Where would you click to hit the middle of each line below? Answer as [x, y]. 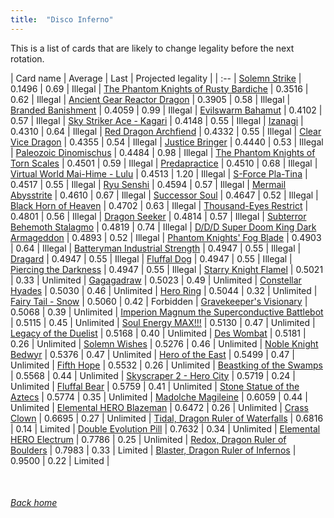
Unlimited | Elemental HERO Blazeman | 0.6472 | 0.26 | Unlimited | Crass [159, 407]
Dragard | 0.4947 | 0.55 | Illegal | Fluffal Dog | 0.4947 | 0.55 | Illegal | [151, 258]
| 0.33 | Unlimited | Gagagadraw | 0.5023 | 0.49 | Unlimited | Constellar [156, 280]
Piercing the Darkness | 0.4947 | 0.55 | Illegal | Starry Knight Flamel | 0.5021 [167, 269]
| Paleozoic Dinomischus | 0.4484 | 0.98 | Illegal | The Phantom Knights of [163, 152]
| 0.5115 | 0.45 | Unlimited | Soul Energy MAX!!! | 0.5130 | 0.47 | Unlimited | [163, 322]
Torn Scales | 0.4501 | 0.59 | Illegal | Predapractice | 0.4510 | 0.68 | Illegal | [164, 163]
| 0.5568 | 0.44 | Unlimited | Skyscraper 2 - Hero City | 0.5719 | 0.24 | [153, 375]
